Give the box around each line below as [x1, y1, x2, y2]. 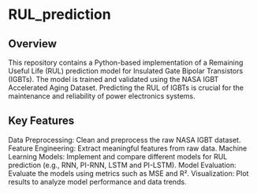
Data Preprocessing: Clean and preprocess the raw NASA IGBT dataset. [8, 135, 241, 144]
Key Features [8, 114, 75, 128]
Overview [8, 37, 58, 50]
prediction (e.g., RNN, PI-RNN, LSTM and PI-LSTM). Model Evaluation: [8, 160, 237, 170]
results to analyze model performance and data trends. [8, 177, 187, 186]
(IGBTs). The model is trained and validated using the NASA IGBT [8, 75, 219, 84]
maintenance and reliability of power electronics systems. [8, 91, 196, 100]
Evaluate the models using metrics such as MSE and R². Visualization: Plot [8, 168, 249, 178]
